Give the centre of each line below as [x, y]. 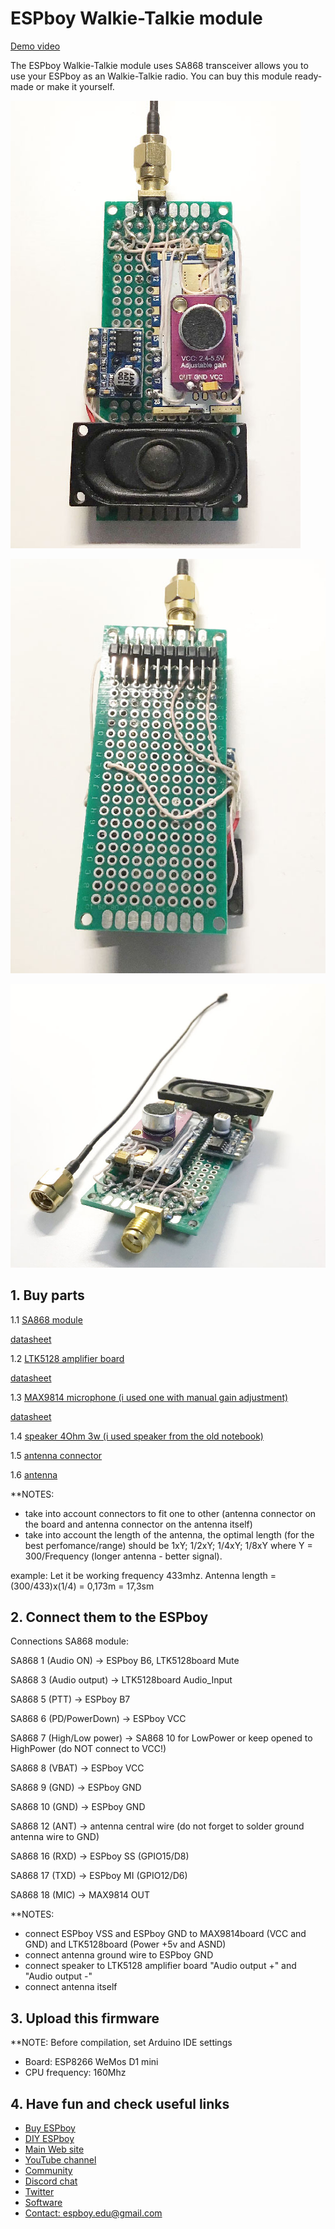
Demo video [35, 46]
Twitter [39, 2192]
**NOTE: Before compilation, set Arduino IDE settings [121, 2043]
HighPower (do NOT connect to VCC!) [88, 1749]
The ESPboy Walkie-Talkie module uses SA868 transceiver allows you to [159, 65]
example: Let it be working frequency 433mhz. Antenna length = [143, 1575]
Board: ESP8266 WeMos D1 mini [91, 2062]
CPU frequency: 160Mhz [75, 2073]
